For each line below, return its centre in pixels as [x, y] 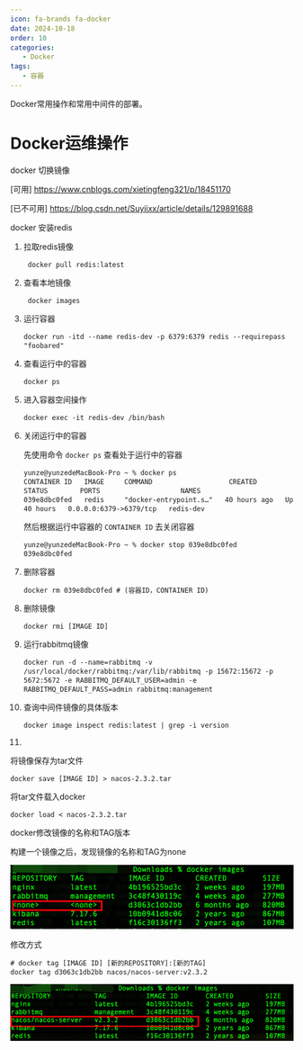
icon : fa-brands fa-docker [61, 19]
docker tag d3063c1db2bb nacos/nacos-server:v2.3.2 [109, 973]
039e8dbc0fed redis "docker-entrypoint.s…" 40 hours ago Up [158, 499]
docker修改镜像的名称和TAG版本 [71, 832]
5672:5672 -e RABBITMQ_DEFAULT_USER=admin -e [110, 680]
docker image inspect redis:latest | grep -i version [126, 725]
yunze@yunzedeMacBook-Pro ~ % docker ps [100, 472]
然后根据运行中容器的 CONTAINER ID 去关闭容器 [109, 526]
